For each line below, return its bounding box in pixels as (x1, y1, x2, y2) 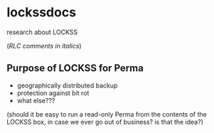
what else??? (16, 96, 55, 105)
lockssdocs (6, 4, 76, 21)
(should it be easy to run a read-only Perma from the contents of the (6, 110, 207, 118)
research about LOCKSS (6, 28, 78, 36)
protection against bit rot (16, 88, 90, 97)
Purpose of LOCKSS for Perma (6, 62, 144, 75)
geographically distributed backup (16, 81, 118, 90)
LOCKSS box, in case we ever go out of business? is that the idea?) (6, 117, 203, 126)
